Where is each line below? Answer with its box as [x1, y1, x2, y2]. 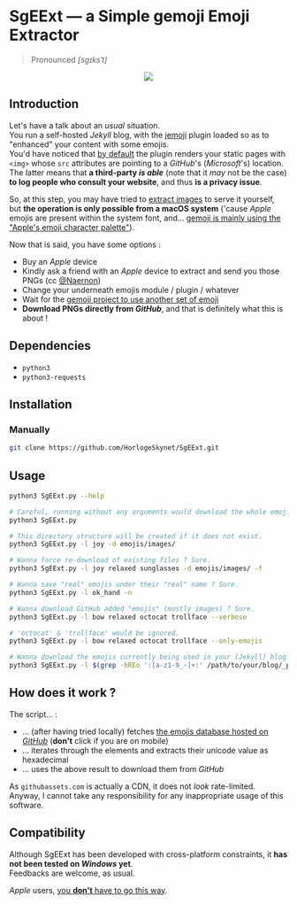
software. [9, 800, 44, 810]
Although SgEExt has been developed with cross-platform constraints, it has [9, 848, 288, 860]
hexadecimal [21, 754, 69, 765]
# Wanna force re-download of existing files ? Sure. [9, 556, 212, 565]
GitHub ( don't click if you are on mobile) [21, 735, 170, 746]
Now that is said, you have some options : [9, 239, 162, 250]
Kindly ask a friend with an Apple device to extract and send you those [21, 266, 280, 276]
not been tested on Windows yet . [9, 858, 133, 869]
